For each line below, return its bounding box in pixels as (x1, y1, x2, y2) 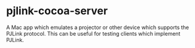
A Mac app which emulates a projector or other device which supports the (6, 24, 190, 31)
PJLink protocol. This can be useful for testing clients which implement (6, 30, 181, 37)
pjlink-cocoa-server (6, 4, 108, 18)
